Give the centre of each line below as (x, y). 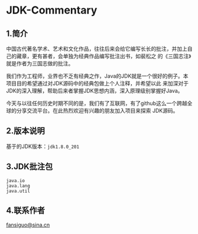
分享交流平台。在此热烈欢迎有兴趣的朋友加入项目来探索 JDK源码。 (97, 111)
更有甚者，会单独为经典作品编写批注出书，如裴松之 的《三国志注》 (111, 56)
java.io (16, 180)
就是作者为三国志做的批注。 (40, 63)
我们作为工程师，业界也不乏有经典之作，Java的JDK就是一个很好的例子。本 (97, 76)
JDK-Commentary (52, 10)
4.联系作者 (26, 211)
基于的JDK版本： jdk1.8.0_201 (43, 146)
